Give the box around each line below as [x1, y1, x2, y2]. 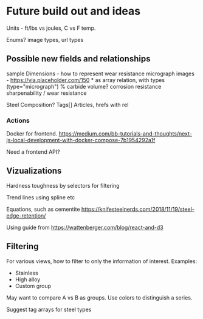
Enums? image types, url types [6, 36, 84, 43]
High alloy [15, 275, 41, 283]
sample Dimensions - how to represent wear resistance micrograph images [6, 70, 194, 77]
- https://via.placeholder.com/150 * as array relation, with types [6, 76, 165, 83]
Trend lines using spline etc [6, 193, 75, 201]
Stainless [15, 269, 38, 276]
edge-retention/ [6, 211, 46, 219]
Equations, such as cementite [6, 205, 80, 213]
